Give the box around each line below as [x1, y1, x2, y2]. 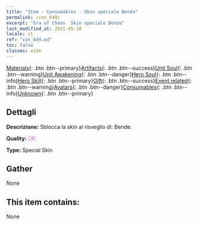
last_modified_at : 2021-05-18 [6, 25, 82, 32]
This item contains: [6, 197, 80, 207]
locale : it [6, 31, 34, 37]
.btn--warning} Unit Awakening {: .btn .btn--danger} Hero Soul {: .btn [6, 70, 172, 78]
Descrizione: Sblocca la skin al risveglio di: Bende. [6, 123, 132, 130]
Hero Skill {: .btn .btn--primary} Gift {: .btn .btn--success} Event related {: [17, 77, 192, 84]
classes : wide [6, 48, 42, 54]
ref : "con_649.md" [6, 37, 52, 43]
